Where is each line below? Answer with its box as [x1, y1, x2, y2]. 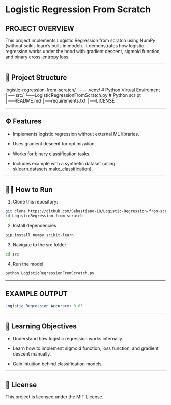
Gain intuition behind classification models [12, 361, 102, 367]
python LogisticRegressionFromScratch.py [5, 270, 95, 276]
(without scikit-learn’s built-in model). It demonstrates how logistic [5, 43, 144, 49]
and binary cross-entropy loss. [5, 54, 70, 60]
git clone [5, 209, 26, 214]
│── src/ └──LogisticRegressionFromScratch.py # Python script [5, 92, 141, 98]
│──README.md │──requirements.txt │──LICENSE [5, 97, 115, 104]
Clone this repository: [12, 199, 58, 205]
